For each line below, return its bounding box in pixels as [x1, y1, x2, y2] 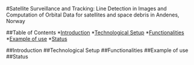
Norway [6, 18, 25, 24]
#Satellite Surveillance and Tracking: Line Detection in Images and [6, 5, 167, 12]
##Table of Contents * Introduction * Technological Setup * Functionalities [6, 29, 185, 36]
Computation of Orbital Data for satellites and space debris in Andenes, [6, 11, 180, 18]
